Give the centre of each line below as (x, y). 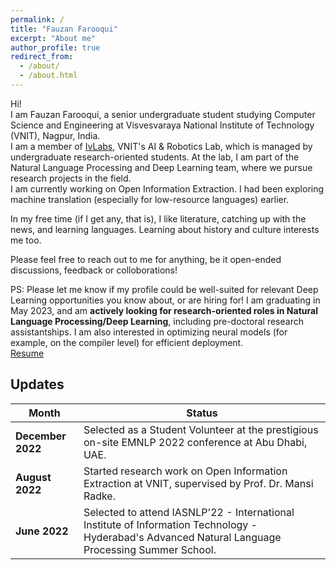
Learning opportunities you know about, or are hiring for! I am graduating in (165, 300)
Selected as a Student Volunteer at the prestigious (201, 429)
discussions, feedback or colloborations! (94, 270)
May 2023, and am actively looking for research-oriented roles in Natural (164, 310)
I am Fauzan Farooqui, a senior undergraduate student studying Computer (163, 114)
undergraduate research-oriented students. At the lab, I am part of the (155, 157)
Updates (37, 384)
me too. (26, 240)
